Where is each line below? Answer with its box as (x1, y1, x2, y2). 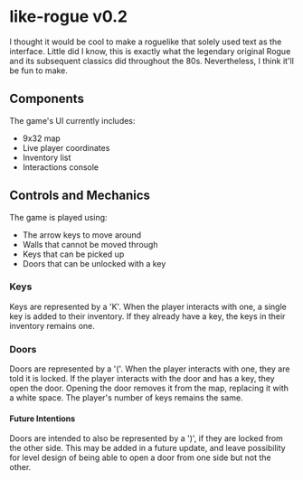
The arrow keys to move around (22, 229, 142, 240)
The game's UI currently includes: (9, 115, 136, 126)
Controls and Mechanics (9, 188, 151, 203)
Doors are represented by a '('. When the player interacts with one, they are (9, 363, 290, 374)
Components (9, 91, 84, 107)
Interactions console (22, 161, 99, 173)
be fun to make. (9, 65, 68, 76)
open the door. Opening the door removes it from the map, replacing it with (9, 382, 289, 394)
